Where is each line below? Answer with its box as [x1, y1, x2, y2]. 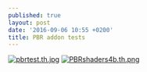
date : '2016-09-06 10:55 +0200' [8, 26, 113, 34]
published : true [8, 11, 61, 20]
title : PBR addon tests [8, 33, 86, 41]
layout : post [8, 19, 51, 27]
